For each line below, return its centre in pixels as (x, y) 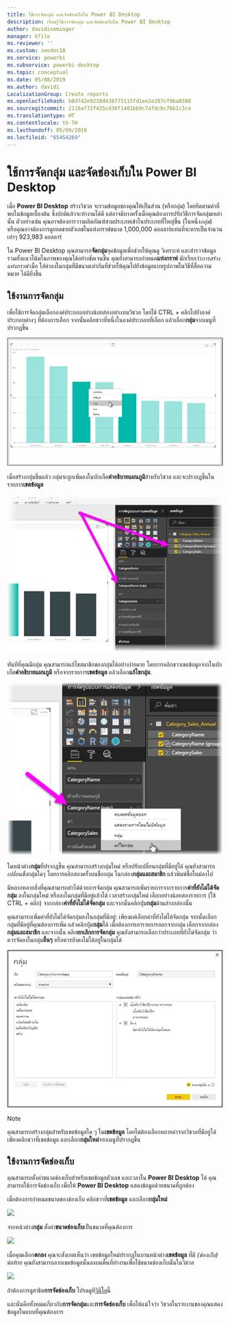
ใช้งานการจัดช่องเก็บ (41, 1161)
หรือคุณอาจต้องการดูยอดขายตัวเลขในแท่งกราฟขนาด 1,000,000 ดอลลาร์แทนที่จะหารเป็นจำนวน (115, 229)
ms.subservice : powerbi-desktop (53, 65)
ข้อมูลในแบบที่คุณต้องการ (35, 1312)
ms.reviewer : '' (30, 44)
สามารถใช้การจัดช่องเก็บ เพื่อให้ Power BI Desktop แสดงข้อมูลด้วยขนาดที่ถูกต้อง (101, 1185)
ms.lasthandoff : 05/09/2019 (47, 130)
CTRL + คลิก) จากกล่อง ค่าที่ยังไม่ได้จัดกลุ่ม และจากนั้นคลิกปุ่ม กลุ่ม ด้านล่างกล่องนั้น (100, 903)
